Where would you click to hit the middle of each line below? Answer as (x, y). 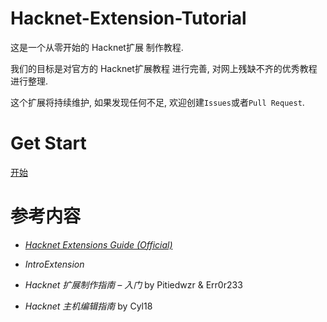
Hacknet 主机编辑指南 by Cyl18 (88, 306)
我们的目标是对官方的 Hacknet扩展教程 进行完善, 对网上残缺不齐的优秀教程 (164, 68)
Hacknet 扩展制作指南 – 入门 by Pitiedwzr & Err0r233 (133, 284)
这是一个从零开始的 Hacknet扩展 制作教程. (97, 47)
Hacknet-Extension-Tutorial (128, 18)
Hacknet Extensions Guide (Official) (98, 244)
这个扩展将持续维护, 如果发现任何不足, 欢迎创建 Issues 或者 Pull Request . (157, 102)
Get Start (48, 143)
